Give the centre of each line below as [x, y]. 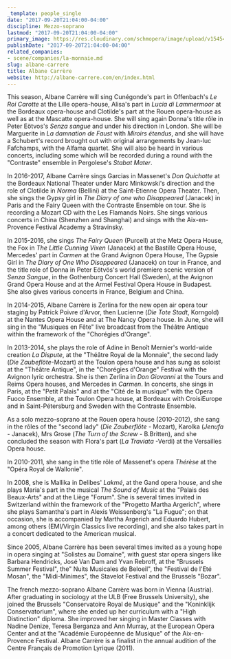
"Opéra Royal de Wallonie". [45, 469]
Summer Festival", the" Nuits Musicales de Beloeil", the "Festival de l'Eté [109, 569]
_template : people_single [44, 13]
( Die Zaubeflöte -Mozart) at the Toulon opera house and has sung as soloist [114, 363]
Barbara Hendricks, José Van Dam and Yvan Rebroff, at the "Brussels [106, 562]
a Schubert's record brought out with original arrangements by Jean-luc [109, 141]
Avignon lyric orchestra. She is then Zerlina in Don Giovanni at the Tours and [115, 377]
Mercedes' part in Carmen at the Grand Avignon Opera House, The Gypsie [113, 255]
